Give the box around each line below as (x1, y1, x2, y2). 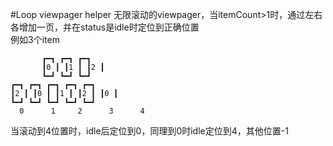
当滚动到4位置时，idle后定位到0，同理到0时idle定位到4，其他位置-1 (10, 125, 289, 137)
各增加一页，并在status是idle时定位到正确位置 (10, 21, 200, 33)
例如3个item (10, 34, 60, 45)
